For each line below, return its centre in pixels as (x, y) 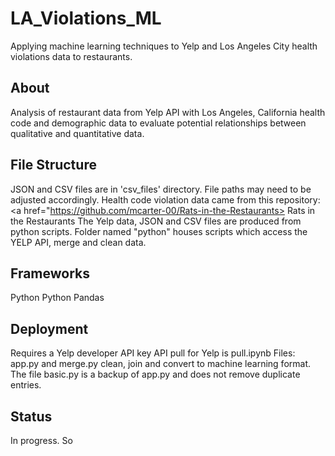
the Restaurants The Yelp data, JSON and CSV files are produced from (156, 221)
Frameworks (50, 273)
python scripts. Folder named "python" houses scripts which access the (159, 231)
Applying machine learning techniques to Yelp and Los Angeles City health (164, 46)
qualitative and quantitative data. (77, 133)
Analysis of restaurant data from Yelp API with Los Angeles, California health (168, 112)
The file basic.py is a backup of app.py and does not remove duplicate (155, 374)
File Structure (53, 165)
